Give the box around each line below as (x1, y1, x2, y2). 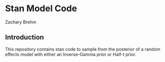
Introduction (5, 33, 44, 41)
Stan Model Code (5, 3, 77, 14)
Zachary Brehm (5, 19, 37, 25)
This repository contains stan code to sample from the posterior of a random (5, 46, 161, 52)
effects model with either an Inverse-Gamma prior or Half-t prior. (5, 51, 136, 57)
